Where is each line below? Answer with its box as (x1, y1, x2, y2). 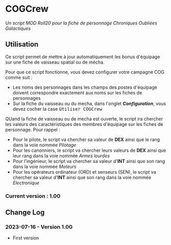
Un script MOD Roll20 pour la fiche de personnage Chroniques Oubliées (5, 20, 157, 26)
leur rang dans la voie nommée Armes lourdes (12, 152, 110, 158)
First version (12, 235, 39, 241)
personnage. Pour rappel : (5, 126, 60, 132)
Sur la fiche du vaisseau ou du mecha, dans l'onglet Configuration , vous (12, 100, 166, 106)
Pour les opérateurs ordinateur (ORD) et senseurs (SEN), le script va (12, 169, 157, 175)
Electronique (12, 179, 40, 186)
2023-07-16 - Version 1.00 (5, 223, 73, 230)
